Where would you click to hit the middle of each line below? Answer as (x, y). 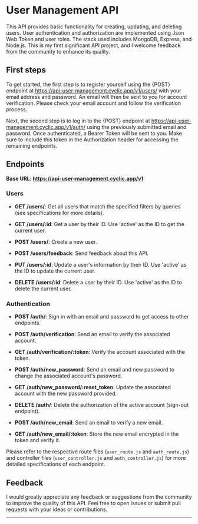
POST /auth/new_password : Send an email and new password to (95, 370)
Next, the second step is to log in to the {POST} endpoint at (78, 121)
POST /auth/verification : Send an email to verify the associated (92, 334)
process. (17, 109)
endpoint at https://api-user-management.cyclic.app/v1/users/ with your (94, 90)
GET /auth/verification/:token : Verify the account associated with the (100, 352)
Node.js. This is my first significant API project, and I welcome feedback (93, 45)
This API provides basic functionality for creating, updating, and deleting (94, 26)
